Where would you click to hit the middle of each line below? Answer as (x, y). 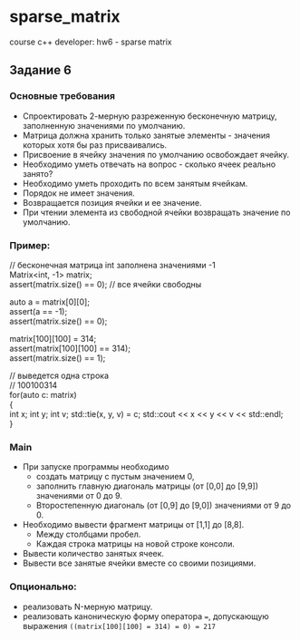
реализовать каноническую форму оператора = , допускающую (145, 616)
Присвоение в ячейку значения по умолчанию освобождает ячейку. (156, 154)
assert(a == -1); (39, 311)
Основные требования (63, 96)
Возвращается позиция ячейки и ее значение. (112, 202)
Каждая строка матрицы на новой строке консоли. (135, 544)
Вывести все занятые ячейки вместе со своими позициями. (139, 563)
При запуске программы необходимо (96, 467)
